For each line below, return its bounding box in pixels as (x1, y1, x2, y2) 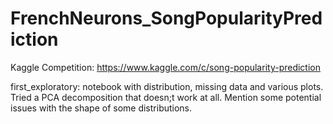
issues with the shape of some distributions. (10, 102, 193, 114)
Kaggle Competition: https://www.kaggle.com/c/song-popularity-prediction (10, 61, 322, 73)
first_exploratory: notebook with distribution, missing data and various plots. (10, 80, 324, 92)
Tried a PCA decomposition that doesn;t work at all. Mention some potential (10, 91, 322, 103)
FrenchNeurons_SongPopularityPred (10, 7, 323, 30)
